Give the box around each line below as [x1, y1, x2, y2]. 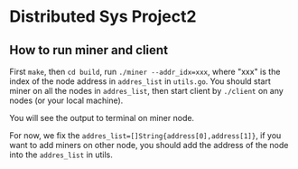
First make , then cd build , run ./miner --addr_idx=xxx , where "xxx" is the [9, 66, 281, 77]
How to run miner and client [9, 42, 169, 58]
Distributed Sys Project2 [9, 6, 197, 27]
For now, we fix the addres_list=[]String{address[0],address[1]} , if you [9, 130, 282, 141]
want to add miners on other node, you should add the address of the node [9, 140, 289, 150]
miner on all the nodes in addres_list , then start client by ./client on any [9, 86, 284, 96]
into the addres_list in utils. [9, 149, 113, 160]
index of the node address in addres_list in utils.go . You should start [9, 76, 271, 87]
